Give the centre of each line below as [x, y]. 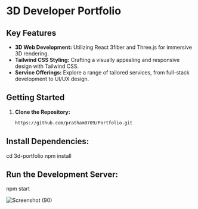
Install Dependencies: [48, 141]
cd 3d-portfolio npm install [39, 155]
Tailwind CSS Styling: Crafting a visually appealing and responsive [97, 60]
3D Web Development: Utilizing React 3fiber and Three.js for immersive [103, 47]
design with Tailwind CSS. [47, 66]
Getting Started [35, 97]
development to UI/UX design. [52, 79]
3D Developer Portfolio [64, 11]
